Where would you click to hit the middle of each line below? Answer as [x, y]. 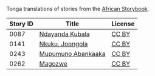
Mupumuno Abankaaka [72, 54]
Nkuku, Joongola [64, 44]
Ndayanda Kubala [64, 34]
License [123, 24]
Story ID [21, 24]
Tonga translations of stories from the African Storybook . [78, 9]
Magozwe [53, 64]
